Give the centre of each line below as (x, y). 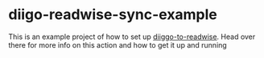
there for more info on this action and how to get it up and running (118, 44)
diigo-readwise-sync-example (113, 15)
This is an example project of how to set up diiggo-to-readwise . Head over (132, 37)
